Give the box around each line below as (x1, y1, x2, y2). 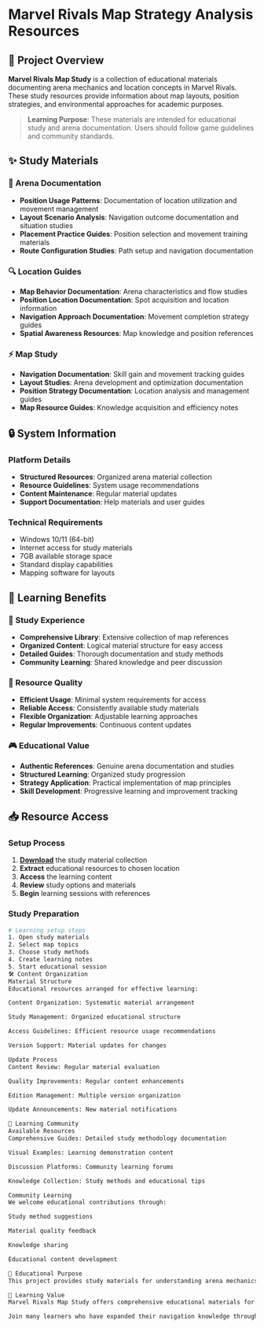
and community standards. (27, 131, 115, 141)
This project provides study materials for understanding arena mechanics (8, 1277, 258, 1285)
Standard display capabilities (19, 560, 114, 570)
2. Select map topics (8, 941, 79, 949)
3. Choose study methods (8, 948, 90, 957)
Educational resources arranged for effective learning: (8, 985, 199, 993)
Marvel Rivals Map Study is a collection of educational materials (8, 75, 218, 83)
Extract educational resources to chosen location (19, 864, 180, 873)
